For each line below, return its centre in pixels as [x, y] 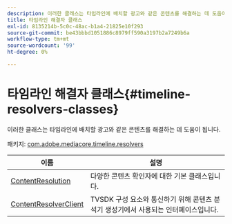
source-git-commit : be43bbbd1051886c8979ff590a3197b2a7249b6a [98, 33]
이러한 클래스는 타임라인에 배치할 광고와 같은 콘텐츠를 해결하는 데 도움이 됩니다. [114, 129]
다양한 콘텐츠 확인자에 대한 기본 [138, 176]
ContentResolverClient [47, 204]
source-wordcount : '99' [41, 45]
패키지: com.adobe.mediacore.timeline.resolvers [75, 144]
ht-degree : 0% [28, 52]
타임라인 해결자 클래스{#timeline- [99, 94]
